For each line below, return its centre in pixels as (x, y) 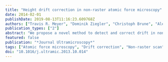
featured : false (22, 38)
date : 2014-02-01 (23, 14)
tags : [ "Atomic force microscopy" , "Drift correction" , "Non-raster (78, 47)
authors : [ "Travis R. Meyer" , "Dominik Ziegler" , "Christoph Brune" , (79, 24)
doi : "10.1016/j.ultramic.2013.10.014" (47, 51)
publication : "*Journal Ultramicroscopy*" (50, 42)
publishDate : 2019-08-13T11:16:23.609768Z (50, 19)
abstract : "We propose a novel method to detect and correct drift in (80, 33)
